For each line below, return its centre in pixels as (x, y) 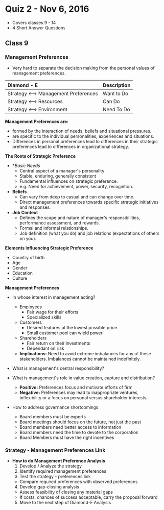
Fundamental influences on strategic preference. (69, 181)
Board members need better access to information (70, 427)
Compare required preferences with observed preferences (79, 482)
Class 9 (17, 43)
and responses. (35, 207)
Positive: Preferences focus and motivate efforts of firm (76, 387)
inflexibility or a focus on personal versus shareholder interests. (83, 397)
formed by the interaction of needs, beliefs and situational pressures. (82, 131)
